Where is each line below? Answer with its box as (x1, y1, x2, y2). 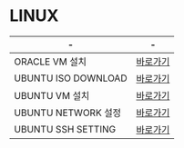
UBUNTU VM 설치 (14, 89, 90, 102)
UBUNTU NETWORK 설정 (14, 106, 121, 119)
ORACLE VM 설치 (14, 55, 87, 68)
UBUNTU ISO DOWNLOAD (14, 72, 128, 84)
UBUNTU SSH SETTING (14, 123, 117, 135)
